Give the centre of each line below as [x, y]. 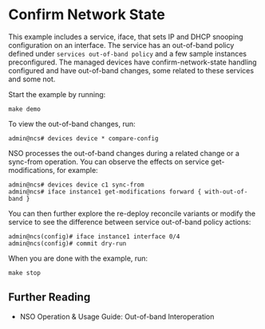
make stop [25, 272]
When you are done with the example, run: [78, 258]
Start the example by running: [57, 94]
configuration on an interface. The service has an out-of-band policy [121, 45]
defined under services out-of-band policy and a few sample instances [128, 53]
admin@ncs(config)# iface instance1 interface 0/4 [94, 237]
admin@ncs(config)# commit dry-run [67, 243]
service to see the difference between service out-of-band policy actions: [130, 221]
